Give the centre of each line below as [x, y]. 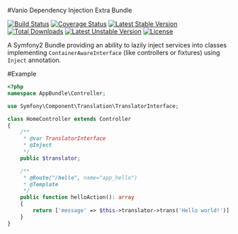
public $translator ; [50, 158]
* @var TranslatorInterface [64, 139]
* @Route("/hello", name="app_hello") [80, 177]
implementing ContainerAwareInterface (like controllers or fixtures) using [114, 53]
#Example [22, 74]
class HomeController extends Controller [69, 119]
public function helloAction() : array [77, 197]
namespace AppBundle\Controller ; [57, 93]
